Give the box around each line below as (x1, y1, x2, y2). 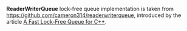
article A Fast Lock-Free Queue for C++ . (6, 18, 107, 25)
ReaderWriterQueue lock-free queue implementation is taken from (6, 5, 174, 12)
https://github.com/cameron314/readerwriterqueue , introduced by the (6, 12, 182, 19)
